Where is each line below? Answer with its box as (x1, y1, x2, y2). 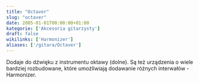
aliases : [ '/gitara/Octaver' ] (6, 42, 82, 48)
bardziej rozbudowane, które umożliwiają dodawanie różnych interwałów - (6, 64, 189, 72)
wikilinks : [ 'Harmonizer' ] (6, 36, 74, 42)
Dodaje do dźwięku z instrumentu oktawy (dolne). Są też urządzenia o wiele (6, 58, 194, 66)
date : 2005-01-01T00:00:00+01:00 (6, 20, 90, 26)
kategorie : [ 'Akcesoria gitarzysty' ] (6, 25, 100, 32)
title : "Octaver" (6, 8, 50, 15)
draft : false (6, 31, 39, 37)
